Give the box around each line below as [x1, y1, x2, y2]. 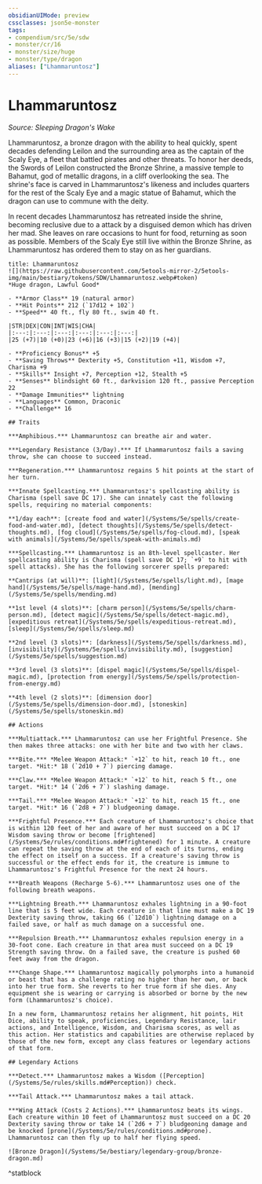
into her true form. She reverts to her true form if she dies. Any [8, 982, 237, 991]
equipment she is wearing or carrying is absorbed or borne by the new [8, 989, 247, 997]
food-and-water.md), [8, 521, 76, 529]
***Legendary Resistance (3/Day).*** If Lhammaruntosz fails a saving [8, 446, 244, 454]
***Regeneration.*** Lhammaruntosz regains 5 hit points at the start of [8, 466, 255, 474]
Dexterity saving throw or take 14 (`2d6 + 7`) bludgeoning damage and [8, 1120, 247, 1128]
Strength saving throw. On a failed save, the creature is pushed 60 [8, 948, 241, 956]
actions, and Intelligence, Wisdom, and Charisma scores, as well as [8, 1024, 241, 1031]
